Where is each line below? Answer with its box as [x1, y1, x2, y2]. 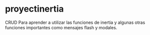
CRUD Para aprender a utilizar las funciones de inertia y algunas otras [5, 19, 145, 25]
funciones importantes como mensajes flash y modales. [5, 24, 117, 30]
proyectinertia [5, 3, 64, 15]
